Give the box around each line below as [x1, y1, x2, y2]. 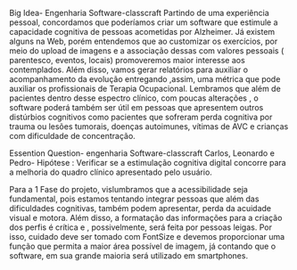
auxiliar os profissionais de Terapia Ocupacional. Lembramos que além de [9, 84, 281, 94]
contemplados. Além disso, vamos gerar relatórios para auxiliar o [9, 64, 248, 75]
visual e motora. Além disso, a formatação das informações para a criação [9, 213, 283, 223]
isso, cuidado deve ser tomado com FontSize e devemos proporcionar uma [9, 232, 285, 241]
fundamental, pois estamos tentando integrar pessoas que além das [9, 193, 260, 204]
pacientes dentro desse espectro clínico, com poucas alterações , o [9, 93, 259, 103]
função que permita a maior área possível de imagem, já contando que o [9, 241, 276, 251]
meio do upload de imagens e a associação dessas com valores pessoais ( [9, 45, 285, 56]
